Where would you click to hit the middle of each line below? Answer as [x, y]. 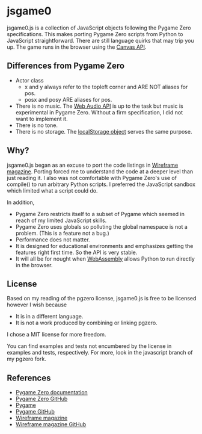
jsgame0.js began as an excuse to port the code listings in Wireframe [93, 165]
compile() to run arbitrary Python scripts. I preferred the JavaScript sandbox [101, 184]
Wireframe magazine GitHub [51, 424]
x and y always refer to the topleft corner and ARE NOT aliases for [106, 87]
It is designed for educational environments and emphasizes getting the [104, 246]
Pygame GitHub [35, 412]
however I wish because [37, 305]
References [29, 378]
